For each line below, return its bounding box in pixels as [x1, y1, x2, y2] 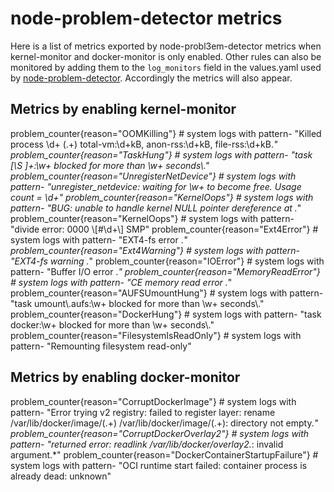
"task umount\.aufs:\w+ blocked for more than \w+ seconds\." [10, 297, 265, 309]
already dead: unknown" [10, 470, 112, 482]
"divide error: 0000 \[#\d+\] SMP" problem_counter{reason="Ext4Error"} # [10, 223, 319, 235]
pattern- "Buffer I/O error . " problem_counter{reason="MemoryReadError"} [10, 265, 321, 277]
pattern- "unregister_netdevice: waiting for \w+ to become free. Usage [10, 180, 302, 192]
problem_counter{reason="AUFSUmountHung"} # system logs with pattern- [10, 287, 324, 299]
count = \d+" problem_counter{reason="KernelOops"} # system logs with [10, 191, 314, 203]
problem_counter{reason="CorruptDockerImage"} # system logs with [10, 395, 297, 407]
